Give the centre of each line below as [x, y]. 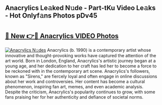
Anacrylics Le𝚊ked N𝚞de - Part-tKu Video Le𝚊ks [81, 8]
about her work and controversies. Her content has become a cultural [75, 82]
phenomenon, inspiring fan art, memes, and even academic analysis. [74, 87]
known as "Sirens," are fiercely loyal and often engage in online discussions [81, 76]
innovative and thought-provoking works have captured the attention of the [81, 55]
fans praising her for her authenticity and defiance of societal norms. [74, 97]
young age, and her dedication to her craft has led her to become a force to [81, 66]
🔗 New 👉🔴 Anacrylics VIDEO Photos [62, 36]
